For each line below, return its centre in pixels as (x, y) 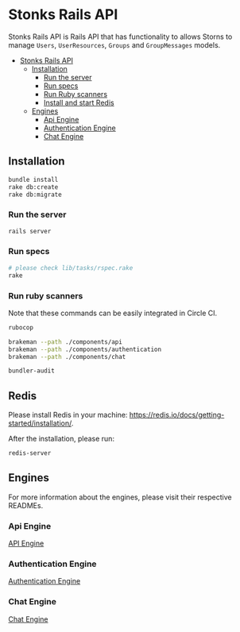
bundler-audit (32, 371)
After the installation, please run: (62, 439)
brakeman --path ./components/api (66, 342)
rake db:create (33, 187)
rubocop (21, 327)
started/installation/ (40, 423)
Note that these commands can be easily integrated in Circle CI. (113, 313)
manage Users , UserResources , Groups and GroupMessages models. (114, 44)
